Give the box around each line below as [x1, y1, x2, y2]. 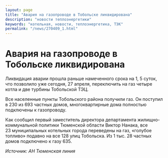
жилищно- [137, 117, 160, 123]
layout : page [5, 7, 33, 13]
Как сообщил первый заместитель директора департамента [5, 117, 137, 123]
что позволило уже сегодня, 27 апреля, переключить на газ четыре [5, 81, 153, 87]
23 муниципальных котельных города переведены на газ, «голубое [5, 128, 152, 134]
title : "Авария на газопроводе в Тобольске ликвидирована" [5, 12, 133, 17]
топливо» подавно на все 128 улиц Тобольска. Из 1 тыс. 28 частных [5, 133, 152, 139]
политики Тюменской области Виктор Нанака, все [38, 122, 148, 128]
